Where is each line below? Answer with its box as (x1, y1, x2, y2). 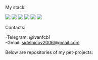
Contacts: (5, 25, 26, 30)
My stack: (5, 5, 26, 10)
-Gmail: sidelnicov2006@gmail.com (5, 40, 80, 45)
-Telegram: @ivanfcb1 (5, 34, 51, 40)
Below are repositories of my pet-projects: (5, 49, 93, 55)
